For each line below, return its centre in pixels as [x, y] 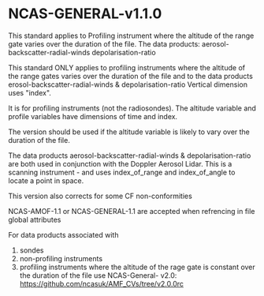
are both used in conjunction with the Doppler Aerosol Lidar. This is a [120, 163]
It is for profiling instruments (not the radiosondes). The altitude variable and [132, 108]
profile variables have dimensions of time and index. [93, 116]
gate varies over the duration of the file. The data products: [104, 43]
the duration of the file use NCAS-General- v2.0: [98, 275]
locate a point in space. [46, 180]
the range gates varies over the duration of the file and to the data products [131, 76]
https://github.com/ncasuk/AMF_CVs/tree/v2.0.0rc [101, 283]
